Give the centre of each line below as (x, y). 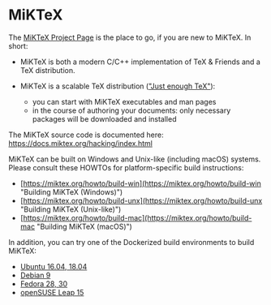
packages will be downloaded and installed (104, 118)
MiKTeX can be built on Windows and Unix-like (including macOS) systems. (135, 159)
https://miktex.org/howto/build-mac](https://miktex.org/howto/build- (138, 217)
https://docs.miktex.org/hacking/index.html (80, 143)
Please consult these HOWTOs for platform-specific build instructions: (126, 167)
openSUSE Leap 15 (52, 292)
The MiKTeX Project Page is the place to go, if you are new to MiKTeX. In (130, 37)
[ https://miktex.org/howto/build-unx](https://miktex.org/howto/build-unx (141, 200)
